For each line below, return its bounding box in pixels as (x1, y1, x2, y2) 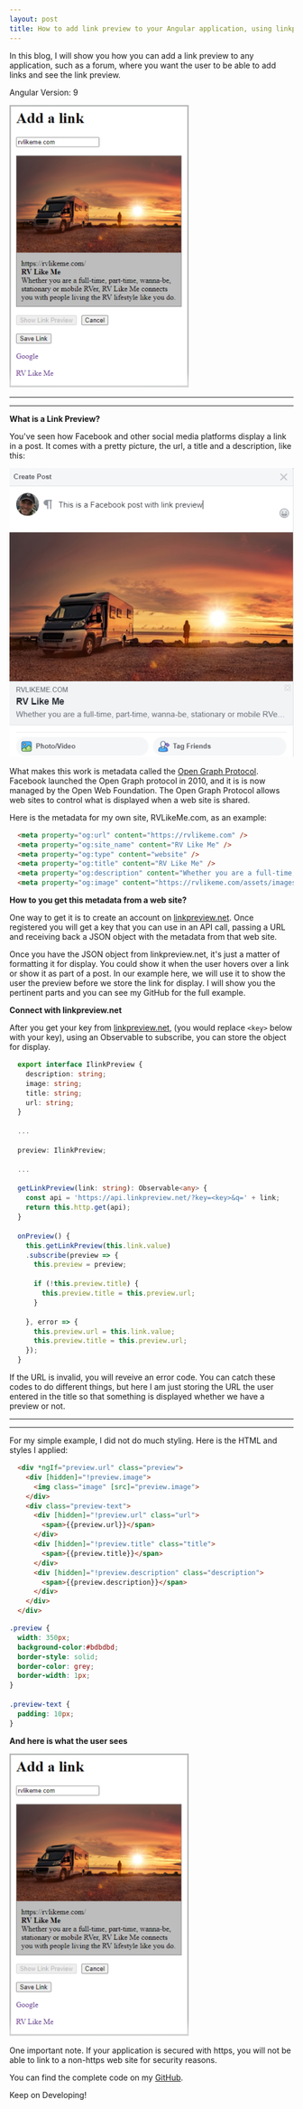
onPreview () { (17, 1232, 70, 1241)
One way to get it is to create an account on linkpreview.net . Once (9, 913, 254, 923)
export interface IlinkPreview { (17, 1060, 143, 1070)
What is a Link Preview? (9, 413, 101, 424)
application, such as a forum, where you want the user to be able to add (9, 60, 277, 70)
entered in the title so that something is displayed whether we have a (9, 1392, 265, 1402)
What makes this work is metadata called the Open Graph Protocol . (9, 765, 259, 776)
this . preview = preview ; (32, 1261, 127, 1270)
